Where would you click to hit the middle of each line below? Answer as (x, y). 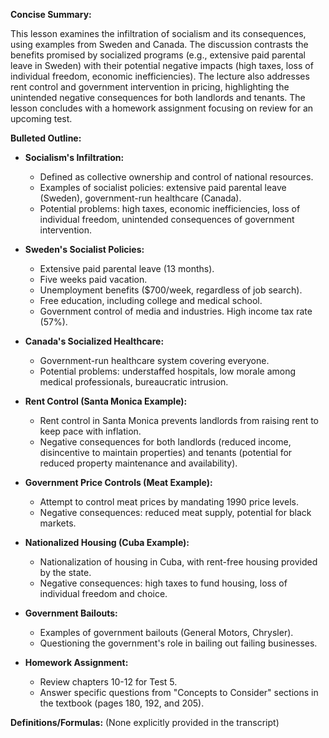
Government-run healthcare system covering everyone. (154, 360)
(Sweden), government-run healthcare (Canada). (140, 198)
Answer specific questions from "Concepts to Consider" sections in (179, 692)
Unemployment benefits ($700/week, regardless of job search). (171, 290)
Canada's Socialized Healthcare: (94, 341)
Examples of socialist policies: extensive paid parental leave (163, 187)
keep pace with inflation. (90, 431)
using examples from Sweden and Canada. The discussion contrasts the (159, 44)
